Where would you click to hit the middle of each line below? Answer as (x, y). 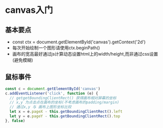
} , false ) (15, 121)
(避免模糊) (23, 60)
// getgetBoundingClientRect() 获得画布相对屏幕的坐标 (63, 98)
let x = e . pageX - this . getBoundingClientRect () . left (66, 112)
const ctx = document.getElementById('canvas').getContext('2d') (79, 42)
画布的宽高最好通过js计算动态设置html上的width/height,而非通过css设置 (85, 54)
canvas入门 (29, 10)
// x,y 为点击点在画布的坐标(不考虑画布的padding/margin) (64, 102)
